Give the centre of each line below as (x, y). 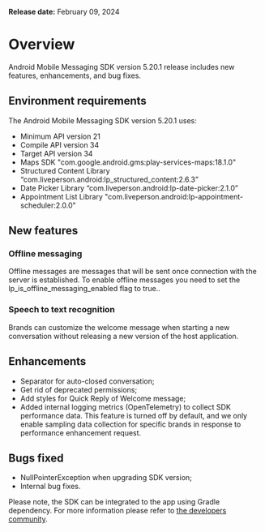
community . (28, 519)
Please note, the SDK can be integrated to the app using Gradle (114, 502)
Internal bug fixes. (50, 487)
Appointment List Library (62, 196)
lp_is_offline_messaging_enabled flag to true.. (84, 289)
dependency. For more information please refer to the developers (118, 511)
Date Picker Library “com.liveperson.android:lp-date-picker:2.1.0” (129, 188)
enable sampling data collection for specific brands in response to (130, 424)
